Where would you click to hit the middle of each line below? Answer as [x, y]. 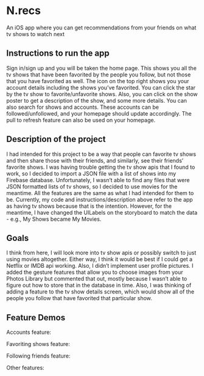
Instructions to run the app [58, 53]
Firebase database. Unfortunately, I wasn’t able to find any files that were [98, 180]
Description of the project [56, 139]
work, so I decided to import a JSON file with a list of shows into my [91, 173]
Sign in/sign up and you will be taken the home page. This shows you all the [101, 68]
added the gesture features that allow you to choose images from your [95, 272]
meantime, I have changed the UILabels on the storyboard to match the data [102, 212]
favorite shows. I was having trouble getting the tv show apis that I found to [101, 167]
